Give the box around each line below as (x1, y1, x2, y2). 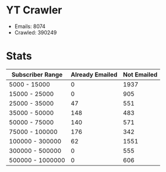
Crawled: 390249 (14, 29, 57, 36)
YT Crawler (6, 3, 62, 17)
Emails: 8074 (14, 23, 45, 30)
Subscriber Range (11, 71, 63, 79)
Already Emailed (70, 71, 118, 79)
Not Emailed (123, 71, 158, 79)
